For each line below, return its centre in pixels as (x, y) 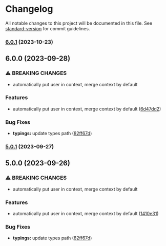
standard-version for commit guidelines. (48, 28)
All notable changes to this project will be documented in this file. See (79, 23)
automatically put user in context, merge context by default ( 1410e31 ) (86, 214)
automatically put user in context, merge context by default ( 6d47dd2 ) (87, 109)
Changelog (29, 9)
